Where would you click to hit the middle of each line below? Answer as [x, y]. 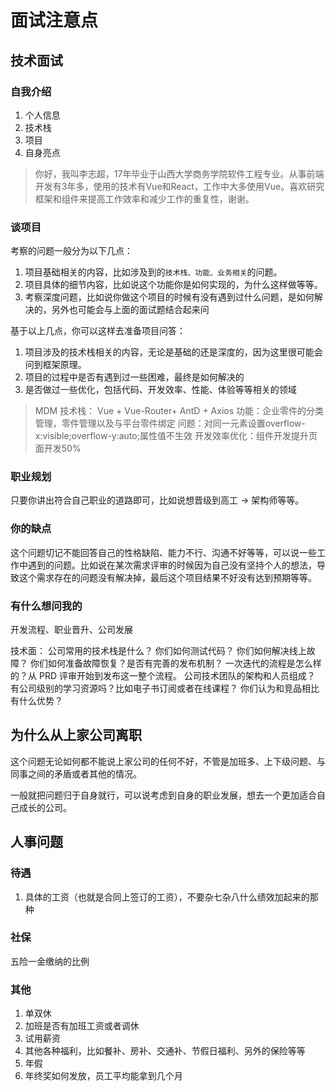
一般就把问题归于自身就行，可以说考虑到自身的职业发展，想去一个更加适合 [163, 795]
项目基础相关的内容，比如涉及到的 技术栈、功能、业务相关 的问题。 [153, 272]
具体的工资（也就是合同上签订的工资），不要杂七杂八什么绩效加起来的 [167, 897]
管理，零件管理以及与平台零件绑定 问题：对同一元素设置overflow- [170, 423]
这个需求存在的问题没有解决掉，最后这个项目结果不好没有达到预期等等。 [167, 577]
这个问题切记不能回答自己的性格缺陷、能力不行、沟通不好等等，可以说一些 [163, 552]
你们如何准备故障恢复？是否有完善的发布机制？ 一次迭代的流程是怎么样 [175, 663]
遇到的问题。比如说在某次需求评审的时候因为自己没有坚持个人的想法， [172, 565]
